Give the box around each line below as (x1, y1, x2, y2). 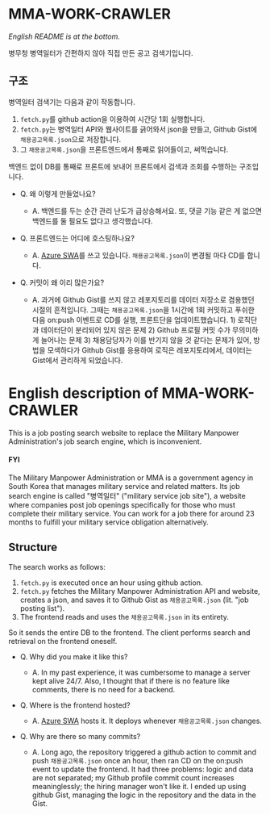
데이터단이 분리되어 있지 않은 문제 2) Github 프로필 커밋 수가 (40, 324, 231, 335)
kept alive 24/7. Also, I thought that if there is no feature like (31, 675, 230, 686)
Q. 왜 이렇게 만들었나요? (19, 189, 96, 199)
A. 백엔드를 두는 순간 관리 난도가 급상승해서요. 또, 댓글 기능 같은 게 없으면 (31, 206, 263, 215)
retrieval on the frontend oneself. (8, 636, 118, 646)
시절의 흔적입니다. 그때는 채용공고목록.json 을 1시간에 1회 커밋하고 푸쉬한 (31, 304, 255, 315)
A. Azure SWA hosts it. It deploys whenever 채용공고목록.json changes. (31, 716, 262, 725)
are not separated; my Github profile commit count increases (31, 772, 235, 783)
